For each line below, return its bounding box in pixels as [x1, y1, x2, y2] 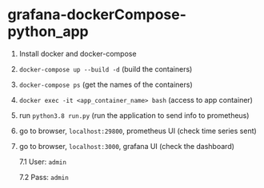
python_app [7, 22, 89, 41]
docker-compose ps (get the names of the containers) [18, 80, 193, 89]
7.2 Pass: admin [18, 172, 69, 182]
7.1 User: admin [18, 157, 67, 166]
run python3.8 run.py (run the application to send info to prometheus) [18, 110, 250, 120]
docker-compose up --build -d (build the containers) [18, 64, 193, 73]
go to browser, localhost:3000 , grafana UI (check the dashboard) [18, 141, 235, 151]
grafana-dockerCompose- [7, 6, 187, 24]
